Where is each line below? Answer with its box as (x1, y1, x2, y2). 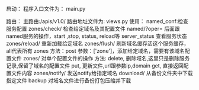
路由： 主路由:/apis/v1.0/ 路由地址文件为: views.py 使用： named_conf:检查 (6, 18, 188, 25)
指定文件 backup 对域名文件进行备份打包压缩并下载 (6, 77, 131, 84)
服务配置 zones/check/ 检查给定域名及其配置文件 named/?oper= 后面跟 (6, 25, 180, 32)
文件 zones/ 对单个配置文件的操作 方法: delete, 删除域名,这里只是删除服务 (11, 55, 190, 62)
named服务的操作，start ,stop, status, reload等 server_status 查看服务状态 (6, 33, 187, 40)
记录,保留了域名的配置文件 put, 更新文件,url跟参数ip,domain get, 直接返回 (6, 62, 184, 69)
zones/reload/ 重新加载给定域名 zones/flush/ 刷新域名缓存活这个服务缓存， (6, 40, 190, 47)
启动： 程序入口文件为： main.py (6, 5, 86, 12)
